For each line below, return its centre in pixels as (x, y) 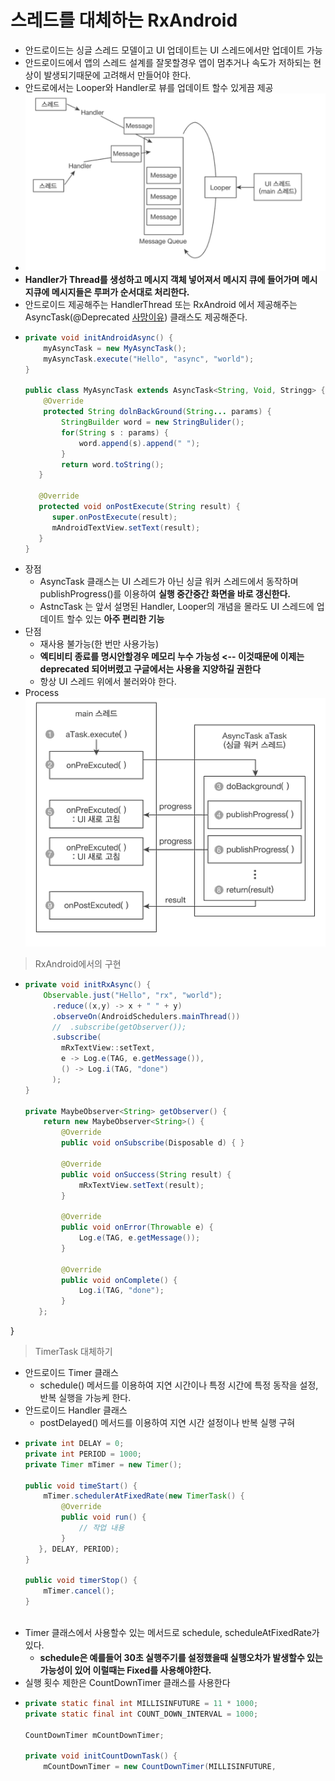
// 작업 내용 (101, 1528)
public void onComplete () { (119, 1280)
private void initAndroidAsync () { (99, 338)
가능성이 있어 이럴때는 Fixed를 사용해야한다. (125, 1670)
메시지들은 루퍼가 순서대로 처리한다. (120, 292)
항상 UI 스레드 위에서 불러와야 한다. (108, 682)
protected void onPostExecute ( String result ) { (139, 507)
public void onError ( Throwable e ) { (137, 1227)
